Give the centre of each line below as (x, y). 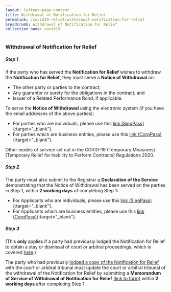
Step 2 (12, 167)
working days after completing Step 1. (45, 284)
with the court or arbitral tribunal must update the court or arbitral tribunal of (86, 267)
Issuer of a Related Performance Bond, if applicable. (68, 98)
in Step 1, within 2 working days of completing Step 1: (62, 190)
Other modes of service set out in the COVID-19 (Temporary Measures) (80, 150)
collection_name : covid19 (33, 29)
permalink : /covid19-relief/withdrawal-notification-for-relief (75, 19)
